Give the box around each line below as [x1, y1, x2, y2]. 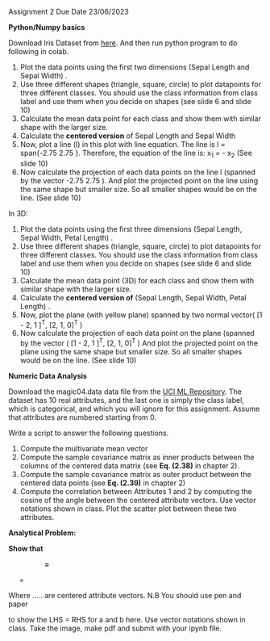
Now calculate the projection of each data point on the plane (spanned [19, 329, 255, 338]
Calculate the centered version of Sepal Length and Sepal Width [19, 131, 236, 140]
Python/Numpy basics [8, 23, 85, 31]
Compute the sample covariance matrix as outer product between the [19, 470, 251, 480]
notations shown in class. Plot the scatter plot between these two [19, 504, 238, 513]
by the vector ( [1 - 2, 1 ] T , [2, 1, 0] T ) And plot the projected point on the [19, 337, 259, 348]
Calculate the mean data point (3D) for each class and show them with [19, 275, 255, 285]
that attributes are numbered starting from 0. [8, 413, 157, 422]
